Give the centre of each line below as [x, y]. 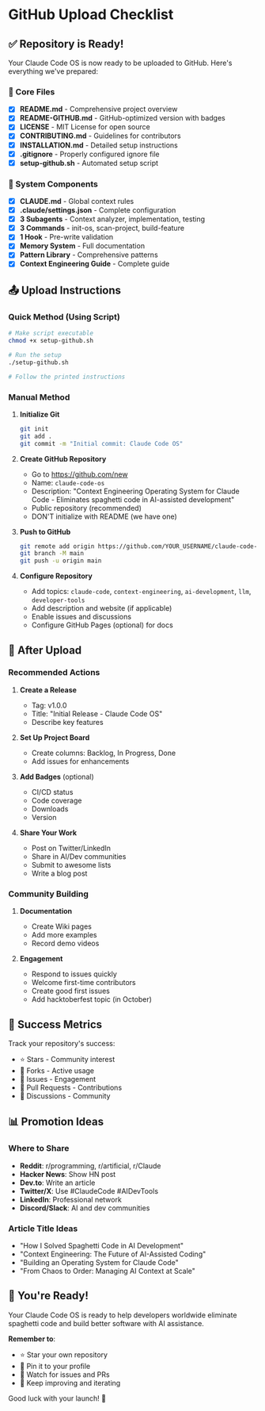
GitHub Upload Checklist [91, 15]
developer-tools [58, 600]
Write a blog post [59, 873]
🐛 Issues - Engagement [58, 1079]
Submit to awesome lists [71, 865]
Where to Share [39, 1148]
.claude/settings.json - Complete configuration [98, 210]
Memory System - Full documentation [82, 246]
